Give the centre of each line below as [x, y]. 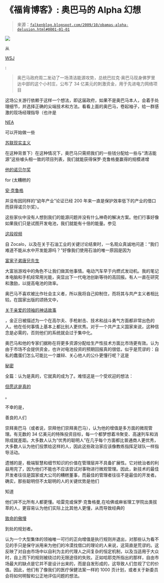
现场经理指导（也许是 [35, 112]
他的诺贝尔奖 [18, 170]
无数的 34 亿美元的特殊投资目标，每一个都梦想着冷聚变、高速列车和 [86, 434]
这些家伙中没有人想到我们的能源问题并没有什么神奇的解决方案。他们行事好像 [82, 217]
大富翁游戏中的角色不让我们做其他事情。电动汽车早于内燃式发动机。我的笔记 [82, 271]
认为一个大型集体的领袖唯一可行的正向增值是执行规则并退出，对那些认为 [78, 539]
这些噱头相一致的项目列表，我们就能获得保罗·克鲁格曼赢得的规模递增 [81, 159]
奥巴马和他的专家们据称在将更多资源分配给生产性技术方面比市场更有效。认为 [82, 343]
